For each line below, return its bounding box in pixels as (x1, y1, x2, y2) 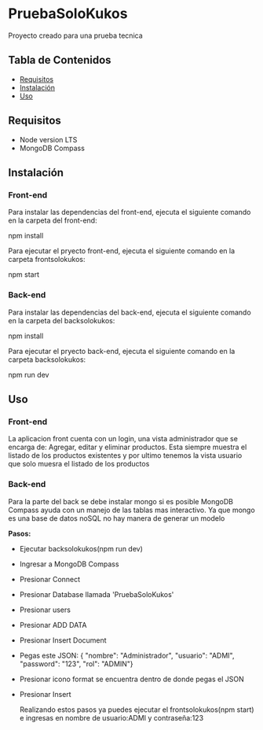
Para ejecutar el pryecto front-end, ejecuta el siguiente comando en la (8, 246, 236, 256)
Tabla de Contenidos (8, 53, 111, 67)
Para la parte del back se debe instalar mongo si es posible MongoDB (8, 496, 234, 506)
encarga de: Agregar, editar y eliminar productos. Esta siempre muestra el (8, 442, 247, 452)
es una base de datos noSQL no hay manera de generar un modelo (8, 513, 225, 523)
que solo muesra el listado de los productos (8, 459, 150, 469)
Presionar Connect (19, 574, 81, 584)
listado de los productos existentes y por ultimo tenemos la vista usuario (8, 451, 243, 460)
